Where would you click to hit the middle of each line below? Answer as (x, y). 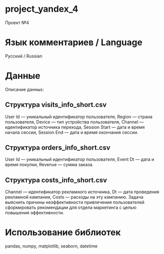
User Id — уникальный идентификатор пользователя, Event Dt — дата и (80, 159)
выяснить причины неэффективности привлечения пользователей (75, 203)
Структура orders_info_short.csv (58, 148)
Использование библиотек (63, 233)
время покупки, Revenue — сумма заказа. (49, 165)
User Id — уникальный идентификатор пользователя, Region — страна (79, 117)
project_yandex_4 (42, 9)
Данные (23, 76)
